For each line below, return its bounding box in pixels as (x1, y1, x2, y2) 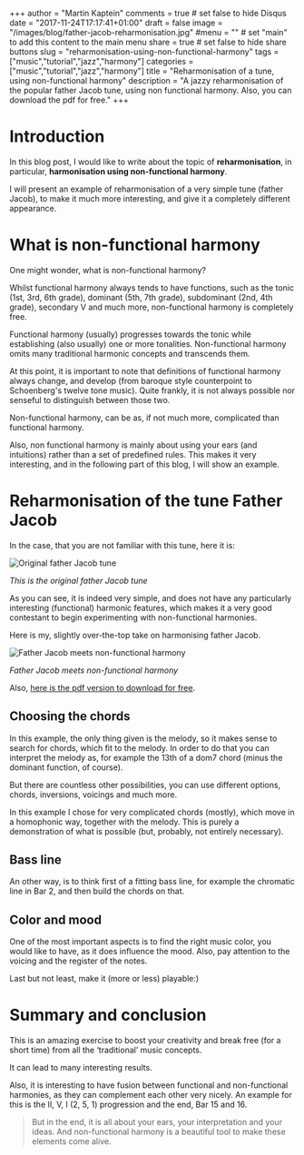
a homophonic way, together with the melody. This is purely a (9, 816, 240, 827)
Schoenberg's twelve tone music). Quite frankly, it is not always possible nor (9, 385, 296, 396)
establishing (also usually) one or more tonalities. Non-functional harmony (9, 338, 287, 349)
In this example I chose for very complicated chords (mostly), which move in (9, 806, 295, 817)
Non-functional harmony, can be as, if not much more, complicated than (9, 412, 279, 423)
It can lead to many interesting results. (9, 1062, 152, 1073)
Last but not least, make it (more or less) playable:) (9, 973, 200, 984)
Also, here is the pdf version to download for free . (9, 682, 196, 693)
